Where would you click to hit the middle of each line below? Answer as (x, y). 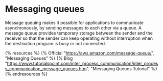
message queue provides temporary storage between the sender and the (79, 33)
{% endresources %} (26, 74)
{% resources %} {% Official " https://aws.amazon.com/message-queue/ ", (80, 53)
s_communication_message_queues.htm (46, 68)
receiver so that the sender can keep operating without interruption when (79, 38)
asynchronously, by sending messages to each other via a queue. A (73, 27)
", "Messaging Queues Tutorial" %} (122, 68)
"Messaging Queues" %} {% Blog (39, 58)
